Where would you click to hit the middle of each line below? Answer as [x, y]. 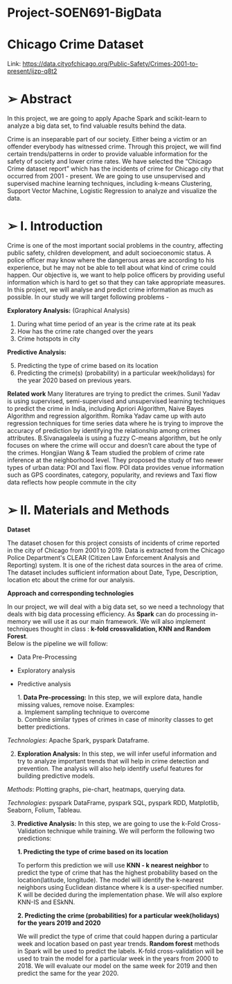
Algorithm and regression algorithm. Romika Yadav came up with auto [107, 416]
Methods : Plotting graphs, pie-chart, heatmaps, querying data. [96, 789]
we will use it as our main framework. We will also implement [119, 621]
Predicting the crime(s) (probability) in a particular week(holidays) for [116, 373]
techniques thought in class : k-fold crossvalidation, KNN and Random [109, 629]
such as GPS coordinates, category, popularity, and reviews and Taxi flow [112, 475]
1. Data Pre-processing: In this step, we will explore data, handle [110, 697]
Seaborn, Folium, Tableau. [44, 810]
